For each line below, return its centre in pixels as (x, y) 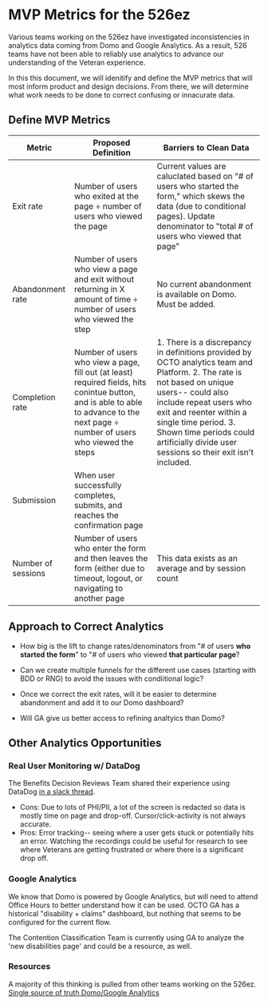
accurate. (35, 824)
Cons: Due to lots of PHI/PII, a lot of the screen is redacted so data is (132, 807)
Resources (30, 967)
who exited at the (107, 196)
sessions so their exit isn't (205, 452)
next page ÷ (97, 422)
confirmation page (109, 525)
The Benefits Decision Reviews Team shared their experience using (119, 783)
